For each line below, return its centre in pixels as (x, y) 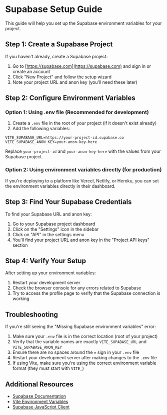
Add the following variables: (41, 129)
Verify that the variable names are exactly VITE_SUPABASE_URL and (79, 342)
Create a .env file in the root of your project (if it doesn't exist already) (84, 123)
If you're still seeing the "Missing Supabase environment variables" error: (80, 327)
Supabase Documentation (39, 396)
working (21, 299)
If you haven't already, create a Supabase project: (56, 56)
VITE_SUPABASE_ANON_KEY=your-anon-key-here (51, 142)
